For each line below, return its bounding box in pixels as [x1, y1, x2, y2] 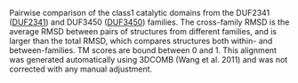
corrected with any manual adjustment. [9, 64, 153, 74]
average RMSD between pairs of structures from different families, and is [9, 26, 278, 36]
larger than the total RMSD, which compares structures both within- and [9, 35, 273, 46]
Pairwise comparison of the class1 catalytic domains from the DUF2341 [9, 8, 270, 18]
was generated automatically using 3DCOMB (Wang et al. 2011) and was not [9, 55, 288, 64]
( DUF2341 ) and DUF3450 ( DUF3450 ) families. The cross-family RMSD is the [9, 17, 290, 27]
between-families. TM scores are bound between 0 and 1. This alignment [9, 45, 278, 56]
